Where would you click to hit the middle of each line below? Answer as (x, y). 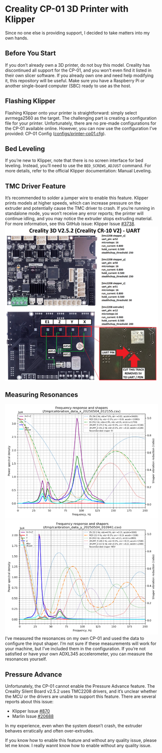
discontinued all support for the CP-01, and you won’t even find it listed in (78, 70)
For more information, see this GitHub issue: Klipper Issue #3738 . (70, 224)
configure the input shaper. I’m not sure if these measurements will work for (81, 643)
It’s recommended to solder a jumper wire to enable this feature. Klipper (77, 198)
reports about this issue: (29, 702)
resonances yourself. (26, 659)
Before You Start (31, 53)
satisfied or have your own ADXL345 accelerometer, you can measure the (79, 654)
